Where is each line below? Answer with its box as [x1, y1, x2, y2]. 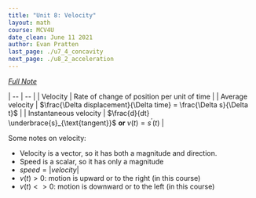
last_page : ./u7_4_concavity [8, 48, 104, 56]
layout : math [8, 19, 51, 27]
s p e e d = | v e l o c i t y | [19, 165, 80, 175]
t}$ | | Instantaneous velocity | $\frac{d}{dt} [8, 108, 150, 117]
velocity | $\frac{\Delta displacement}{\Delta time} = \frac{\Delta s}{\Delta [8, 99, 249, 110]
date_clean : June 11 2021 [8, 33, 93, 41]
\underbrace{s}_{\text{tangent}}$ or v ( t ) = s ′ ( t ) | [8, 117, 165, 128]
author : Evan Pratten [8, 41, 79, 49]
